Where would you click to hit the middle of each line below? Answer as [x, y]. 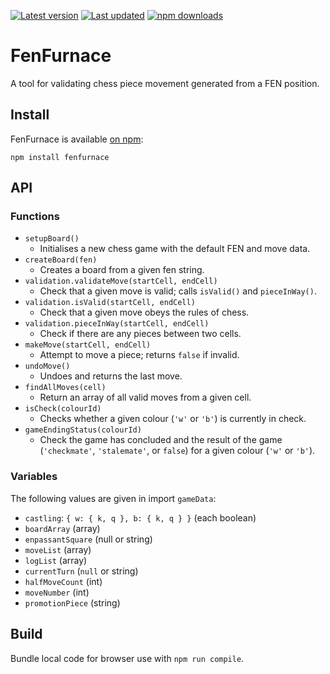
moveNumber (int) [57, 592]
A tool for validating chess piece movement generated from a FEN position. [165, 83]
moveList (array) [58, 549]
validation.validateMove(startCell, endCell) [121, 281]
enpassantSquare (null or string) [88, 539]
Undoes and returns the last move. [111, 376]
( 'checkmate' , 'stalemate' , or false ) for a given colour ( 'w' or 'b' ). [177, 451]
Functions [35, 217]
